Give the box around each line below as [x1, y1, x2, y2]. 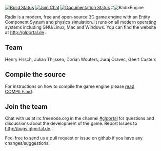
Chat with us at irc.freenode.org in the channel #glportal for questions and [5, 116, 155, 121]
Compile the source [5, 70, 66, 79]
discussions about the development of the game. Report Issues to [5, 120, 138, 126]
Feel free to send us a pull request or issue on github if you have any [5, 135, 143, 141]
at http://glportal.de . [5, 30, 47, 35]
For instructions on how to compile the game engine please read [5, 83, 135, 89]
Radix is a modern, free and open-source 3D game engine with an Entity [5, 14, 150, 19]
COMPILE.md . [5, 88, 33, 94]
